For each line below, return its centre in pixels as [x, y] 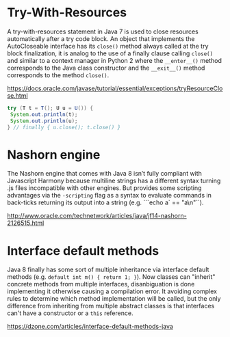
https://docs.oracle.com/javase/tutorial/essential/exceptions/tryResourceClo [115, 88]
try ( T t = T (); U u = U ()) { [50, 108]
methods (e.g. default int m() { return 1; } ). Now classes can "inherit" [111, 277]
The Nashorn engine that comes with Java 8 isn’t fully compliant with [104, 174]
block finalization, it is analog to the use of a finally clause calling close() [110, 53]
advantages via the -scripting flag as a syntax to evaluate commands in [110, 196]
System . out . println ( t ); [44, 114]
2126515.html [26, 223]
